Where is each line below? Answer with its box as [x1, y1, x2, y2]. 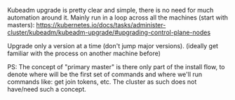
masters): [7, 21, 35, 29]
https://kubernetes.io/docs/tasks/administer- [36, 21, 166, 29]
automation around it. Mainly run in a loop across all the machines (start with [7, 13, 229, 22]
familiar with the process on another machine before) [7, 49, 161, 57]
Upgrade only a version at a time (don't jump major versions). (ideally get [7, 42, 219, 50]
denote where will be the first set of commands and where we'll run [7, 70, 203, 78]
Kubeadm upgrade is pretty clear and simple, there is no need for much [7, 6, 214, 14]
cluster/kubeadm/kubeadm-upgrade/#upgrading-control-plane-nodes [7, 28, 211, 36]
